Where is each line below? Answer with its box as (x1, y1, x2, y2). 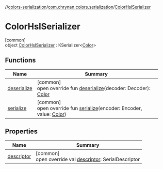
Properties (5, 127, 38, 136)
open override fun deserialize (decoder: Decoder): (37, 85, 151, 92)
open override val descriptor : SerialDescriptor (35, 156, 140, 163)
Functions (5, 56, 36, 64)
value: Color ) (37, 111, 66, 118)
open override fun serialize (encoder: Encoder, (37, 105, 142, 111)
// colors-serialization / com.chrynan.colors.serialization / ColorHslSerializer (5, 4, 151, 10)
